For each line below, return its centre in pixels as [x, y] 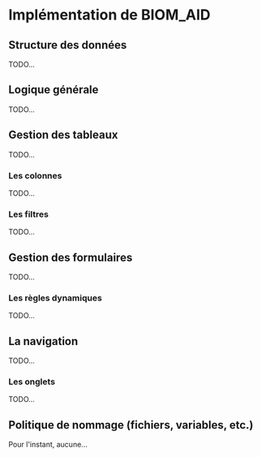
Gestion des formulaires [71, 257]
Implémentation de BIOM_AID [109, 15]
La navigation [43, 341]
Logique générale [53, 90]
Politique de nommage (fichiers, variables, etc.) [131, 425]
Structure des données [68, 45]
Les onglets [32, 382]
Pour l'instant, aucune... [48, 445]
